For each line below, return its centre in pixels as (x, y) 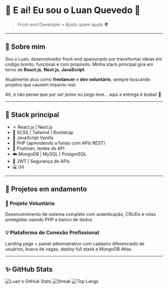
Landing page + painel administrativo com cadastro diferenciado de (75, 243)
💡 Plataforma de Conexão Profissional (52, 233)
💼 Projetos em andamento (46, 189)
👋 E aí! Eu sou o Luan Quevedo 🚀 (73, 10)
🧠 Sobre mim (25, 47)
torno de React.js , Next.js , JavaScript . (45, 69)
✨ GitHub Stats (29, 269)
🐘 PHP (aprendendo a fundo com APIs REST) (59, 143)
